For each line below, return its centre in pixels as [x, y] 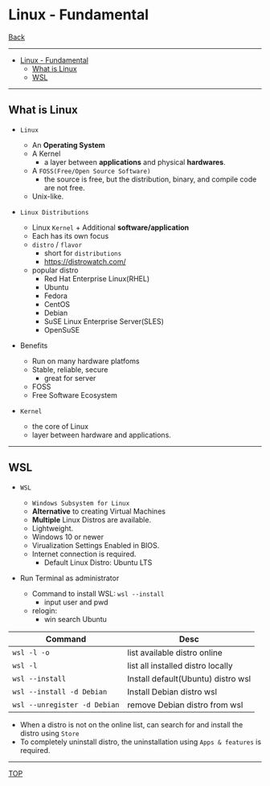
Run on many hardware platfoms [86, 361]
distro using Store [49, 733]
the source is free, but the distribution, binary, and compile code [150, 179]
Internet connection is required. [84, 554]
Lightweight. [53, 528]
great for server [70, 378]
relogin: [45, 610]
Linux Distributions [54, 212]
